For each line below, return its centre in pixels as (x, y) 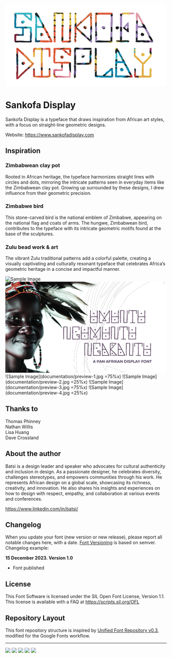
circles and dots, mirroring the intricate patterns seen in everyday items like (85, 182)
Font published (28, 568)
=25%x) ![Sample (89, 382)
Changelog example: (27, 548)
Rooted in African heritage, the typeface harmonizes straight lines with (80, 176)
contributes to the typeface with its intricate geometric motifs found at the (83, 228)
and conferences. (24, 499)
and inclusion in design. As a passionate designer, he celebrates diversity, (83, 471)
